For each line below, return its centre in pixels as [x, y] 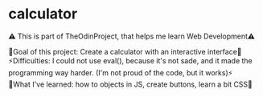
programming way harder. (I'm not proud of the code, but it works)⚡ [121, 72]
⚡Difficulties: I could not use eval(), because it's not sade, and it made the [131, 60]
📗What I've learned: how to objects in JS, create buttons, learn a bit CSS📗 [131, 84]
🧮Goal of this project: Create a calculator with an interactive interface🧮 [125, 51]
